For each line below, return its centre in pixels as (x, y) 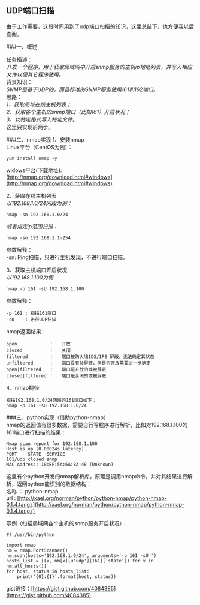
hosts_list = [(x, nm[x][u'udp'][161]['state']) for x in (80, 561)
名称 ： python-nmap (32, 491)
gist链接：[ (20, 588)
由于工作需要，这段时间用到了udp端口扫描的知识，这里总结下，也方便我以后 (100, 26)
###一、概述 (22, 46)
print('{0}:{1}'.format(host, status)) (67, 577)
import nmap (21, 545)
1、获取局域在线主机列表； (39, 104)
